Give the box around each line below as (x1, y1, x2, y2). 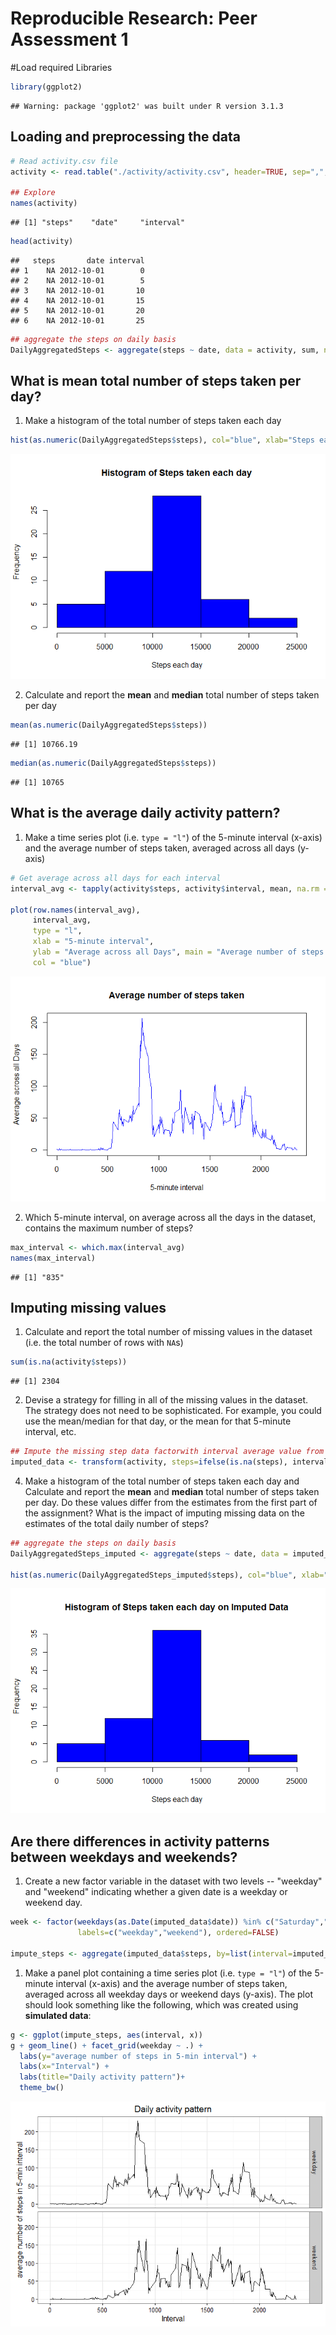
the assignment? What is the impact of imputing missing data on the (24, 1507, 305, 1519)
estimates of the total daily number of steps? (24, 1517, 209, 1529)
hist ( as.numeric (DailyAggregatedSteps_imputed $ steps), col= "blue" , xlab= (10, 1570, 325, 1580)
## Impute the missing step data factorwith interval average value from (10, 1447, 325, 1457)
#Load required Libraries (10, 61, 113, 73)
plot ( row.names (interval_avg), (10, 905, 141, 915)
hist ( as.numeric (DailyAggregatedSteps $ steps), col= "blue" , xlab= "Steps (10, 435, 315, 446)
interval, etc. (24, 1426, 77, 1438)
